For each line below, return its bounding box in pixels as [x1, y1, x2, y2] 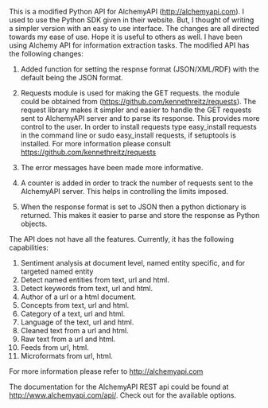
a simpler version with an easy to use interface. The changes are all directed [9, 24, 259, 33]
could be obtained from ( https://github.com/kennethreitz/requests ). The [20, 97, 257, 106]
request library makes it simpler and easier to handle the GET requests [20, 105, 252, 115]
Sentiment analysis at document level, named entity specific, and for [20, 258, 246, 267]
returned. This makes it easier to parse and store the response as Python [20, 211, 260, 220]
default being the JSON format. [20, 73, 124, 82]
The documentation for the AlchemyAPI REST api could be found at [9, 382, 229, 391]
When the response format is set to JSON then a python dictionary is [20, 202, 247, 212]
